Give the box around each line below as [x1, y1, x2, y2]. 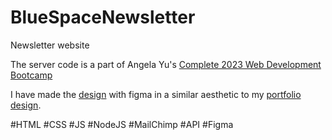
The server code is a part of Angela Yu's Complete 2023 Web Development [10, 58, 322, 70]
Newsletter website [10, 39, 90, 51]
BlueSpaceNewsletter [10, 6, 196, 29]
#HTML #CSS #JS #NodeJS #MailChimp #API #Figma [10, 118, 234, 130]
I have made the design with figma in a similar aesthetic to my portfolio [10, 88, 302, 100]
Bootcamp [10, 69, 53, 81]
